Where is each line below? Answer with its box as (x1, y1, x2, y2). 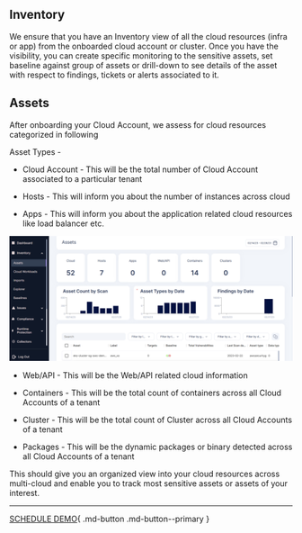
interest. (9, 488, 40, 499)
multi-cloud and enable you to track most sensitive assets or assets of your (9, 478, 289, 489)
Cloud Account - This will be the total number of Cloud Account (22, 164, 259, 175)
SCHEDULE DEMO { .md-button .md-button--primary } (9, 513, 209, 525)
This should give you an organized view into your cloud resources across (9, 468, 280, 480)
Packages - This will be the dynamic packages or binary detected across (22, 441, 293, 453)
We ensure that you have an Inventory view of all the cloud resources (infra (9, 31, 288, 41)
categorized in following (9, 129, 99, 140)
